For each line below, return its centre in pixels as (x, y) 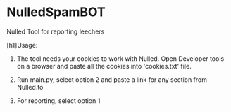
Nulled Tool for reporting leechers (56, 31)
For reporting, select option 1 (58, 100)
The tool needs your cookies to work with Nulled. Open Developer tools (120, 58)
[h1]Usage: (22, 45)
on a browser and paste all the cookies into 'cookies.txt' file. (104, 66)
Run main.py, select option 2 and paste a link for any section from (112, 79)
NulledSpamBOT (56, 12)
